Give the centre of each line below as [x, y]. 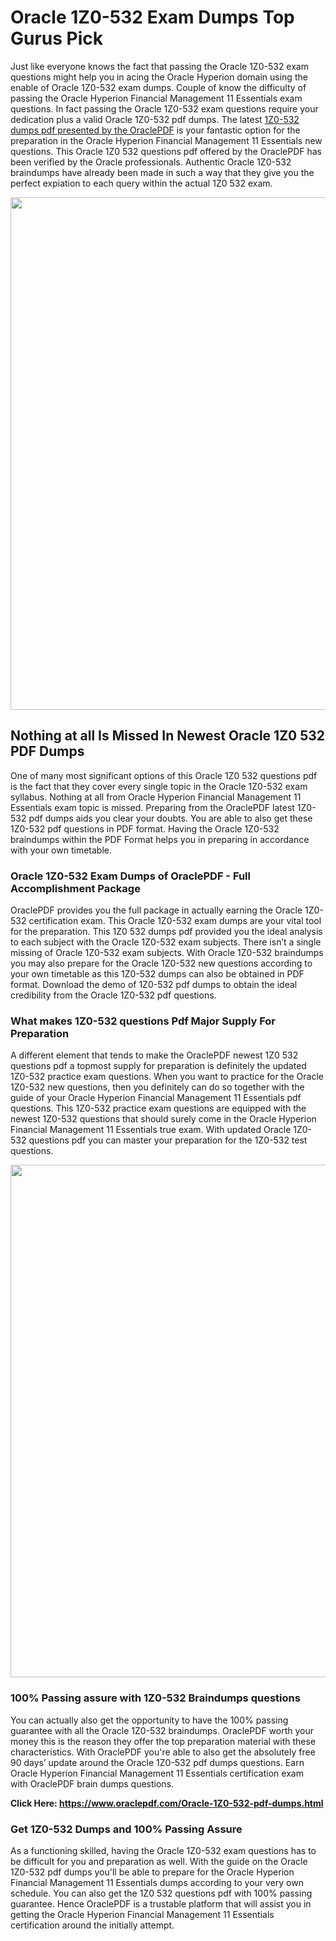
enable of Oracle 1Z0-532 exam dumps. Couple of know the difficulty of [158, 87]
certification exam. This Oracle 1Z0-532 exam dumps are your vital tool [175, 921]
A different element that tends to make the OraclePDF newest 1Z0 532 [154, 1055]
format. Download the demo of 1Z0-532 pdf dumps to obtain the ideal [154, 985]
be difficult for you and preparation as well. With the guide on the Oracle [159, 1861]
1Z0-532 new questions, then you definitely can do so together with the [157, 1087]
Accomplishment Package [75, 888]
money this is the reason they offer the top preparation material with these [163, 1741]
